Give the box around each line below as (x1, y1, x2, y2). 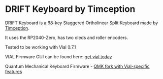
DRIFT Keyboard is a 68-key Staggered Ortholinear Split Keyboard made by (5, 20, 159, 26)
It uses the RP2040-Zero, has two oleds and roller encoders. (5, 35, 128, 40)
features (5, 68, 22, 75)
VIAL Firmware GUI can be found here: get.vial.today (5, 53, 112, 60)
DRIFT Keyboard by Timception (5, 3, 135, 15)
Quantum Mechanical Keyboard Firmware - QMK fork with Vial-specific (5, 63, 150, 69)
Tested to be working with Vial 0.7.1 (5, 44, 76, 50)
